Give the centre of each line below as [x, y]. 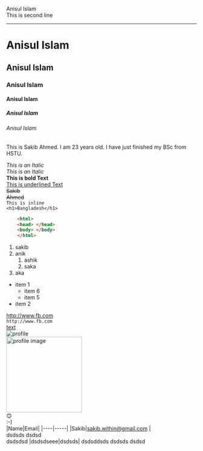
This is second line [30, 15]
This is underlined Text [35, 184]
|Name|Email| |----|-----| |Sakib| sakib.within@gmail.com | [79, 429]
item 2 [23, 304]
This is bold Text [27, 178]
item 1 [22, 285]
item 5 [32, 297]
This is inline [25, 203]
